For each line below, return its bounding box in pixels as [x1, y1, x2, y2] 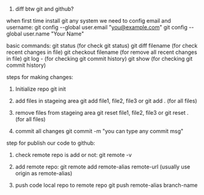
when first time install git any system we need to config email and [6, 17, 171, 24]
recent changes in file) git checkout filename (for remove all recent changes [6, 48, 197, 56]
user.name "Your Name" [23, 30, 84, 37]
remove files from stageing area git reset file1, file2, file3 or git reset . [15, 109, 189, 116]
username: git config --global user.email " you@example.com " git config [6, 24, 188, 31]
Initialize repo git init [15, 85, 66, 93]
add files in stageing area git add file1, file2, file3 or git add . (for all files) [15, 97, 197, 104]
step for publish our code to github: [6, 139, 96, 147]
